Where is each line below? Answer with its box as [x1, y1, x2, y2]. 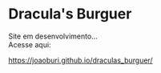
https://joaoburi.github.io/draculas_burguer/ [8, 55, 154, 65]
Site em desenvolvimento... [8, 31, 98, 41]
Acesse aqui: [8, 39, 51, 49]
